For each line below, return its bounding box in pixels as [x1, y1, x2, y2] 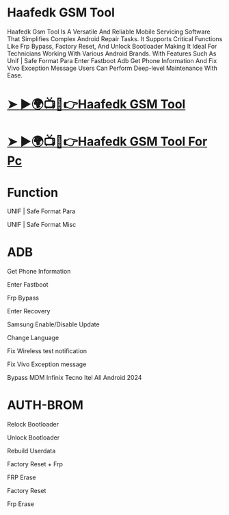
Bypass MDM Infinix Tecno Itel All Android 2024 [7, 374, 142, 382]
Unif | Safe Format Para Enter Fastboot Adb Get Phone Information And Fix [7, 56, 217, 64]
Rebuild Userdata [7, 447, 56, 455]
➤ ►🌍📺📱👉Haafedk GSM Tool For [7, 134, 208, 149]
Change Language [7, 334, 59, 342]
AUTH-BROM [7, 398, 84, 413]
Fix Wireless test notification [7, 347, 87, 355]
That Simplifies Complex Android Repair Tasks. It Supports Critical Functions [7, 34, 223, 43]
